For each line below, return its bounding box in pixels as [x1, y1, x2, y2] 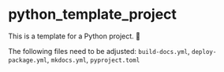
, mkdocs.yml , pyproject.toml [47, 55, 140, 64]
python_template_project [8, 5, 177, 23]
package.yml [8, 56, 47, 64]
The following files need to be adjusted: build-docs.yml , [8, 46, 191, 56]
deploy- [192, 48, 217, 56]
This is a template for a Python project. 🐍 [8, 31, 140, 41]
